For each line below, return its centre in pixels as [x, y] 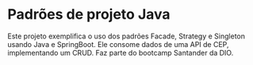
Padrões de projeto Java [89, 14]
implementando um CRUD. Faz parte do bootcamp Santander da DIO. [121, 52]
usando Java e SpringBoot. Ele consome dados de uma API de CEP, [118, 44]
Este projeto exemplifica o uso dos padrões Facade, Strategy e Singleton [126, 36]
